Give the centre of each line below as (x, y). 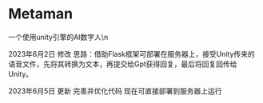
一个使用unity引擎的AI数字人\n (58, 37)
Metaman (41, 14)
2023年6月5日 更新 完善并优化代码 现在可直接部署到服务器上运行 (115, 91)
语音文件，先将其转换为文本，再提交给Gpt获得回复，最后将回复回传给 (123, 64)
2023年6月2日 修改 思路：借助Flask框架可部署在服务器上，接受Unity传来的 (132, 53)
